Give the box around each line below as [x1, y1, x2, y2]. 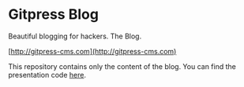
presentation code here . [8, 70, 87, 79]
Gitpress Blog [8, 5, 99, 24]
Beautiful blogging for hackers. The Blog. [8, 31, 142, 41]
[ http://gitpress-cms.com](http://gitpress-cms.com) [8, 46, 177, 56]
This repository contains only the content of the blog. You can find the [8, 61, 237, 71]
